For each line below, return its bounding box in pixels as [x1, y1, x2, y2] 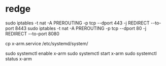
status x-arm [5, 55, 32, 61]
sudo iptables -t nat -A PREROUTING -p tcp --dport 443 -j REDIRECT [5, 20, 150, 26]
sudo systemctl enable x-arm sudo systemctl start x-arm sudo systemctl [5, 50, 157, 56]
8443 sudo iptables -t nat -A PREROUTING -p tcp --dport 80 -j [15, 25, 146, 31]
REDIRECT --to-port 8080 [5, 30, 60, 37]
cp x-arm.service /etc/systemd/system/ [5, 40, 88, 46]
